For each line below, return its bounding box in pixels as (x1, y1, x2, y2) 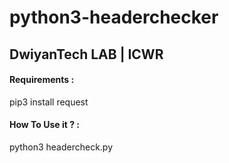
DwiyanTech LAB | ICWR (9, 46, 164, 63)
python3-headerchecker (9, 6, 219, 29)
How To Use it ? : (9, 119, 81, 131)
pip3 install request (9, 96, 89, 108)
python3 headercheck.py (9, 141, 114, 153)
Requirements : (9, 74, 75, 86)
